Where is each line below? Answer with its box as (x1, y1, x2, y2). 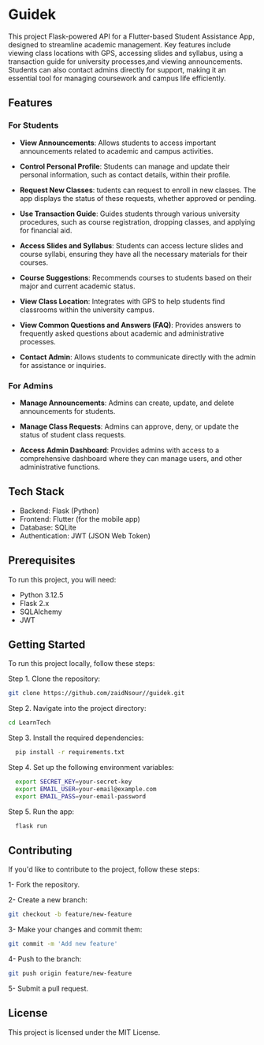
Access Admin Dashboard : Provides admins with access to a (19, 445, 220, 455)
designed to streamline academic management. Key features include (8, 39, 231, 49)
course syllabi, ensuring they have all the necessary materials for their (19, 249, 248, 258)
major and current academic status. (19, 281, 136, 291)
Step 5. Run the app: (8, 806, 75, 816)
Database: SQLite (19, 522, 76, 532)
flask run (15, 822, 47, 830)
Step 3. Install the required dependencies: (8, 733, 144, 742)
